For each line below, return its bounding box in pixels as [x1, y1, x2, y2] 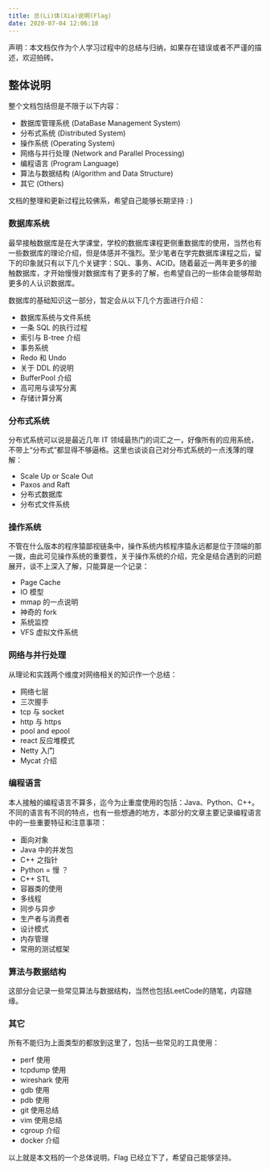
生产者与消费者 [19, 914, 70, 923]
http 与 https [19, 716, 62, 726]
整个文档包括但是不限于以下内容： [8, 102, 121, 111]
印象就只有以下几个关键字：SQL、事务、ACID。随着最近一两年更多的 [22, 258, 251, 268]
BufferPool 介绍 [19, 372, 72, 383]
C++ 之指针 [19, 855, 59, 865]
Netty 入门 [19, 745, 55, 755]
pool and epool [19, 726, 71, 736]
